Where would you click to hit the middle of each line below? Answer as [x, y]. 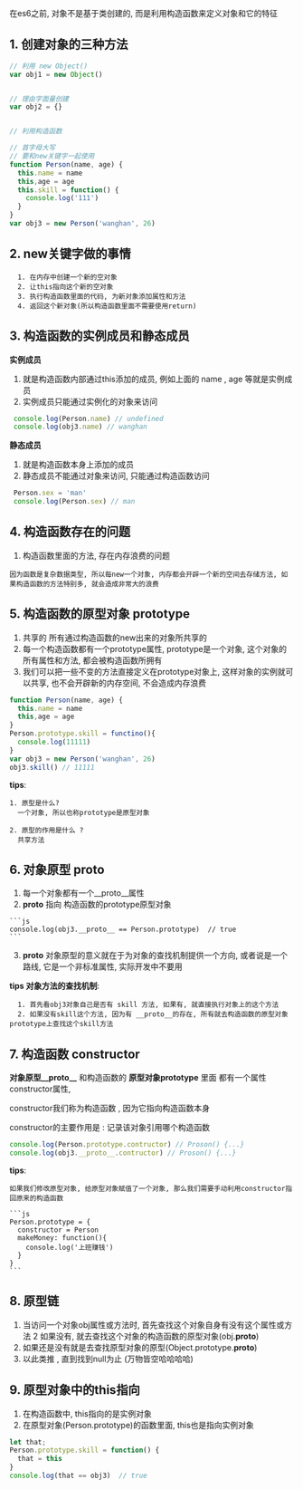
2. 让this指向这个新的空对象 [66, 287]
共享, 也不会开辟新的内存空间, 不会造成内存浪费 [118, 683]
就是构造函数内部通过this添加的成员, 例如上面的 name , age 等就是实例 [153, 379]
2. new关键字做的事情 [70, 254]
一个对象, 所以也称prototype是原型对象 [84, 812]
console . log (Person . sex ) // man [74, 502]
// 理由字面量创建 [39, 99]
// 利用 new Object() [49, 66]
